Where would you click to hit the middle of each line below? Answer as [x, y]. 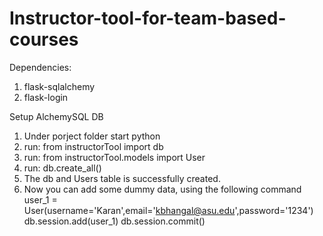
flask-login [46, 97]
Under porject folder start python [92, 136]
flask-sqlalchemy [59, 86]
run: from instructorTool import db [93, 146]
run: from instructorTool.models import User [114, 157]
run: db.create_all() [62, 168]
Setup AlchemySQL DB [56, 116]
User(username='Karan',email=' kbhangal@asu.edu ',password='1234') [168, 210]
